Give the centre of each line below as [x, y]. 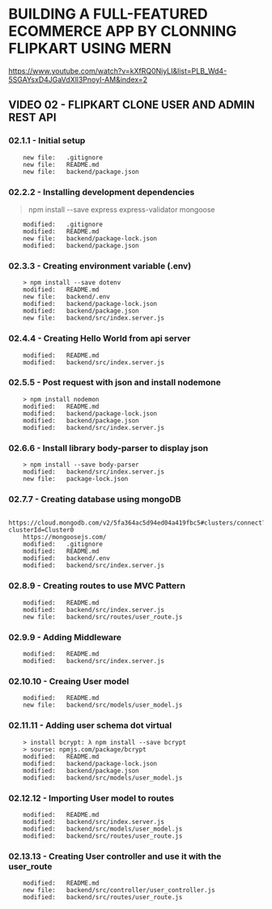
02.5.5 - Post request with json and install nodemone [115, 383]
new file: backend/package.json [81, 172]
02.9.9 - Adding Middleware [65, 637]
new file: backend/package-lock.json [90, 238]
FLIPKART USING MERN [90, 49]
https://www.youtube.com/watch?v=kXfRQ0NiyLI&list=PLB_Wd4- [118, 70]
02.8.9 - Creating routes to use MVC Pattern [97, 586]
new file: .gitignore [63, 157]
